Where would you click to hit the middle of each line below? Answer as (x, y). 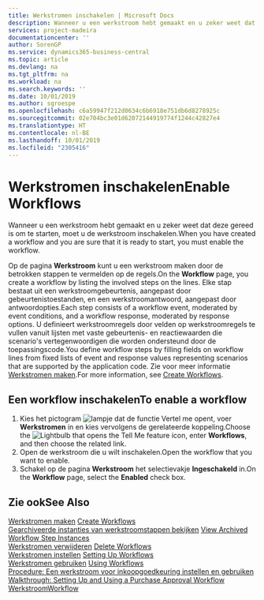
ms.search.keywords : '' (47, 89)
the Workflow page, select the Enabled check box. (103, 478)
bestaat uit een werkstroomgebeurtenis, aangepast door (100, 291)
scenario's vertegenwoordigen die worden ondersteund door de (112, 341)
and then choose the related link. (73, 444)
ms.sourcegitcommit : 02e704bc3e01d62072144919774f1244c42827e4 (114, 118)
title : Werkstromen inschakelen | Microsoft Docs (91, 15)
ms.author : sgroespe (42, 103)
